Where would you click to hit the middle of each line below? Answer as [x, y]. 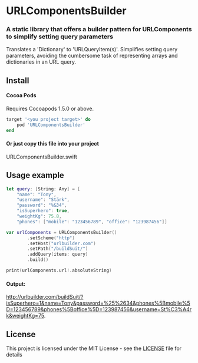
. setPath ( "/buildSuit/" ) [58, 249]
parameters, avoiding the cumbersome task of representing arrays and [92, 56]
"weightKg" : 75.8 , [39, 216]
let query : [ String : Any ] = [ [43, 189]
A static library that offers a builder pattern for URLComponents [99, 29]
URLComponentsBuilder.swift [42, 157]
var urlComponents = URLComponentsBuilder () [62, 232]
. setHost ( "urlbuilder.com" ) [62, 243]
